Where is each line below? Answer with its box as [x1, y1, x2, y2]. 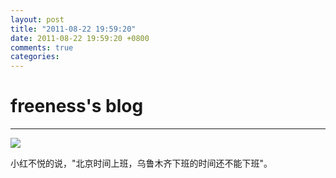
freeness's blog [10, 95, 144, 118]
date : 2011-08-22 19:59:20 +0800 [10, 33, 150, 43]
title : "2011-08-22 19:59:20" [10, 24, 137, 34]
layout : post [10, 14, 65, 25]
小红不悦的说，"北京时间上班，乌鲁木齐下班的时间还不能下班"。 [10, 157, 273, 170]
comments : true [10, 42, 74, 53]
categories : [10, 52, 60, 62]
